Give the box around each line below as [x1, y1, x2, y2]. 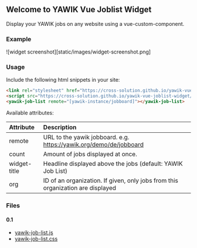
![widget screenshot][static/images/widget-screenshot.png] [6, 48, 151, 55]
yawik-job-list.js [14, 229, 54, 236]
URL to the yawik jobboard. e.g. [43, 133, 130, 142]
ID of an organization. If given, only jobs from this [43, 176, 179, 185]
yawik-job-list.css [14, 235, 58, 243]
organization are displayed [43, 184, 116, 192]
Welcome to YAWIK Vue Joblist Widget [6, 5, 152, 15]
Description [43, 123, 77, 132]
